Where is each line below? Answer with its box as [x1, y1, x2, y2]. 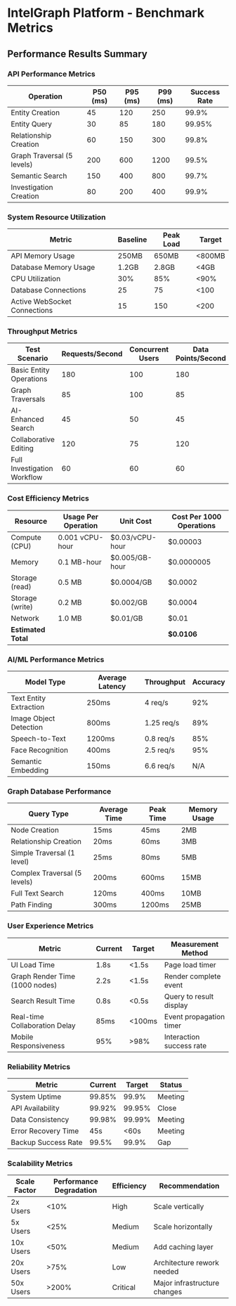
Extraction [11, 702, 45, 712]
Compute [11, 532, 41, 542]
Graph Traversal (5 [11, 150, 73, 160]
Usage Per [63, 512, 99, 522]
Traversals [11, 394, 46, 404]
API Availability [11, 1103, 60, 1113]
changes [153, 1287, 183, 1297]
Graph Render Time [11, 971, 76, 981]
